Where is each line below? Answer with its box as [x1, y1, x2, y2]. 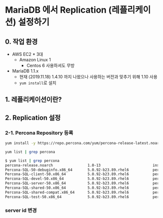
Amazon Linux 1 [19, 57, 51, 62]
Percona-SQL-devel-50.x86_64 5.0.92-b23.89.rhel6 [5, 176, 130, 182]
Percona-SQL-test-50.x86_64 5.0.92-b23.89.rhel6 [5, 194, 130, 200]
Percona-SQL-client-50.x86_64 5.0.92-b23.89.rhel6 [5, 172, 130, 177]
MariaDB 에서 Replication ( [5, 4, 112, 16]
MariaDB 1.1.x [12, 68, 39, 73]
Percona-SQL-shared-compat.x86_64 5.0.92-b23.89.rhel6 [5, 190, 130, 195]
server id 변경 [5, 207, 37, 214]
